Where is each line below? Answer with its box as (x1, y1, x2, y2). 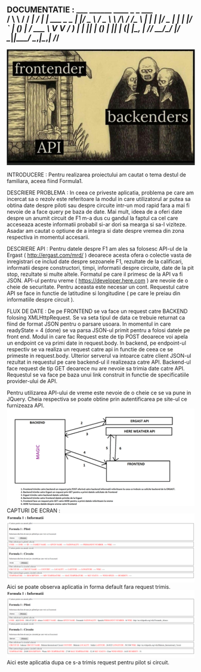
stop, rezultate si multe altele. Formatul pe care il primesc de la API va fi (7, 270, 183, 278)
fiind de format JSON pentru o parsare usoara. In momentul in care (7, 320, 171, 328)
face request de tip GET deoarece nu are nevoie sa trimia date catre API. (7, 365, 185, 372)
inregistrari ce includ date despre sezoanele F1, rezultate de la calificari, (7, 258, 184, 265)
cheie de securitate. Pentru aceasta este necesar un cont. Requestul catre (7, 284, 189, 291)
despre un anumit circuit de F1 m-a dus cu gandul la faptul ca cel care (7, 215, 178, 222)
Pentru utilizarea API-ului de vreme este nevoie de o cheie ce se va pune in (7, 389, 191, 397)
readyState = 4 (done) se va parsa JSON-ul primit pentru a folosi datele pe (7, 327, 190, 334)
